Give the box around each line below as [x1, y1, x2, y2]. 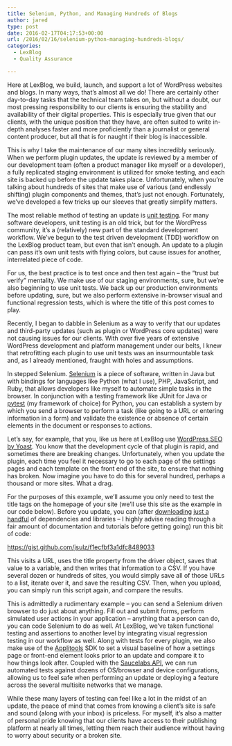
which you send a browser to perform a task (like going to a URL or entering [7, 406, 224, 414]
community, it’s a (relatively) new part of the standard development [7, 225, 199, 234]
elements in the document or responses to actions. [7, 421, 152, 430]
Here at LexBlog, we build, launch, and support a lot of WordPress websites [7, 81, 223, 89]
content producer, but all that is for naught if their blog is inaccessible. [7, 132, 208, 140]
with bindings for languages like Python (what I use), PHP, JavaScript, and [7, 377, 219, 385]
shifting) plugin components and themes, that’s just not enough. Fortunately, [7, 190, 225, 198]
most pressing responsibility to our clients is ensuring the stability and [7, 102, 207, 111]
